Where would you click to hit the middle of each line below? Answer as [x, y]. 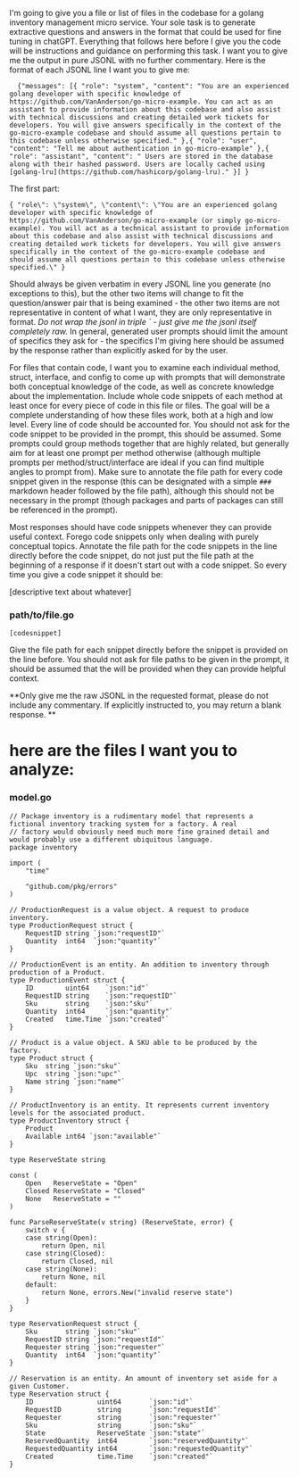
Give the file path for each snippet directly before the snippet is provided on [149, 650]
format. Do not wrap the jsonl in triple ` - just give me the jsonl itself [133, 322]
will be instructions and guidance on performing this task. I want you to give [149, 51]
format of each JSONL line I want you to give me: [100, 70]
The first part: [34, 188]
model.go [30, 798]
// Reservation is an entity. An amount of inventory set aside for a [143, 1378]
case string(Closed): [65, 1253]
